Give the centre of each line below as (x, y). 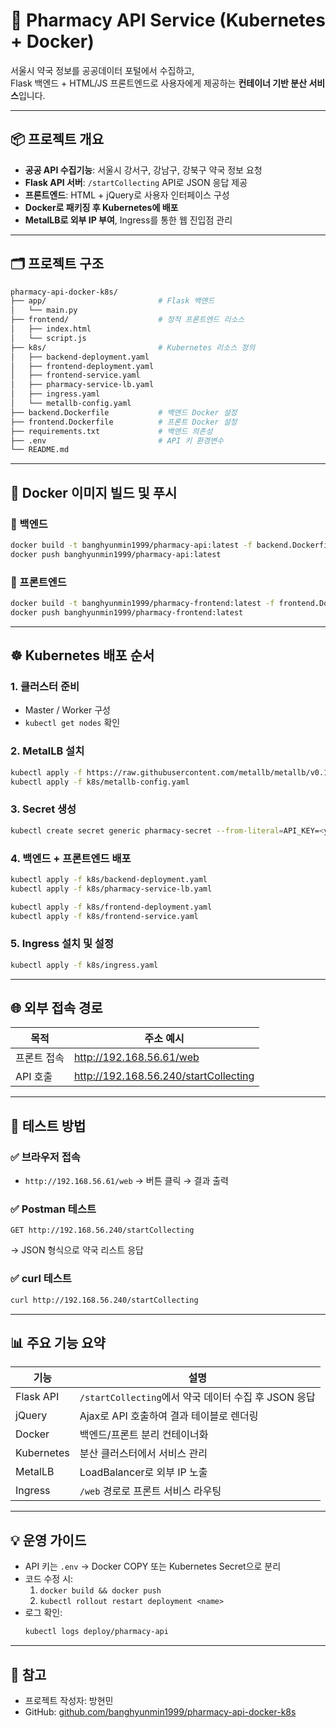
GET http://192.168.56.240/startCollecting (102, 1230)
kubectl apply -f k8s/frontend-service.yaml (104, 916)
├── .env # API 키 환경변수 (117, 440)
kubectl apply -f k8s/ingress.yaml (84, 965)
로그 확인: (43, 1613)
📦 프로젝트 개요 (57, 139)
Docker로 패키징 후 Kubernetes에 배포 (101, 207)
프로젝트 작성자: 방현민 (69, 1700)
